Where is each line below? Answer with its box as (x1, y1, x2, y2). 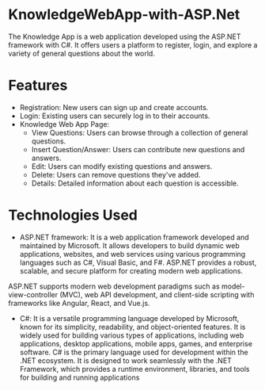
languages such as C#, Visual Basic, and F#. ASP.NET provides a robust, (19, 258, 257, 267)
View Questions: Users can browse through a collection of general (31, 128, 248, 137)
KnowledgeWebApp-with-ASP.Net (8, 6, 240, 24)
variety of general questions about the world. (8, 48, 156, 58)
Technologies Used (8, 206, 138, 224)
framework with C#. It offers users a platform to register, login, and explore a (8, 40, 258, 49)
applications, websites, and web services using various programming (19, 249, 246, 258)
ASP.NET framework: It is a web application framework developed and (19, 232, 249, 242)
